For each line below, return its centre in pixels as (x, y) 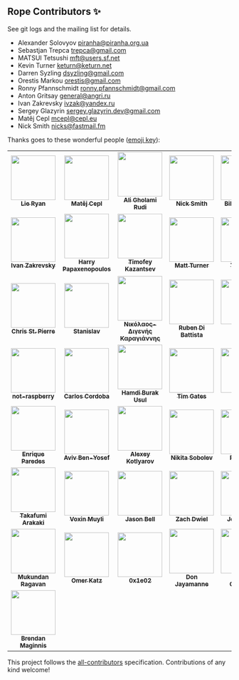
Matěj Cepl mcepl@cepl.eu (57, 118)
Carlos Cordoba (87, 396)
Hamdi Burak (140, 392)
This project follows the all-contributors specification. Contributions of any (117, 662)
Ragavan (33, 584)
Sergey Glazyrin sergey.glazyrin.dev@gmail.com (89, 110)
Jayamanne (192, 584)
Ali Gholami (140, 200)
